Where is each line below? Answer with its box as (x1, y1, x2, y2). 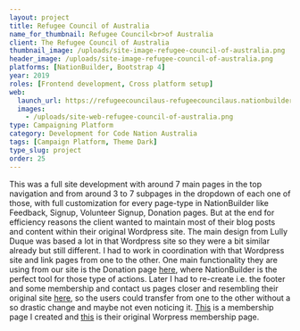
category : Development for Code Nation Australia (9, 129, 198, 138)
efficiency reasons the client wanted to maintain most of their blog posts (9, 216, 276, 228)
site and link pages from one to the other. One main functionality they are (9, 254, 279, 265)
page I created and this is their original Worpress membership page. (9, 311, 260, 322)
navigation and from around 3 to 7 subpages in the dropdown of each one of (9, 188, 291, 199)
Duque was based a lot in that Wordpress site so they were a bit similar (9, 236, 271, 246)
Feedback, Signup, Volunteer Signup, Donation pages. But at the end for (9, 207, 275, 218)
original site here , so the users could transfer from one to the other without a (9, 292, 291, 303)
